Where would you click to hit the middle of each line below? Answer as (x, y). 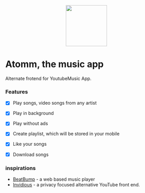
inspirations (21, 168)
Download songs (31, 155)
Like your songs (30, 144)
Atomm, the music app (55, 64)
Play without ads (30, 124)
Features (17, 91)
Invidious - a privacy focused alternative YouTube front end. (76, 184)
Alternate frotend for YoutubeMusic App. (48, 78)
